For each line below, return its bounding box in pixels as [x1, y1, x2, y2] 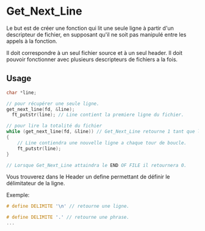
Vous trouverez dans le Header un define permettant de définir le [6, 173, 170, 180]
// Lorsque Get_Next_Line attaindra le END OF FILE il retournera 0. [6, 162, 187, 168]
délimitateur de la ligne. [6, 180, 65, 187]
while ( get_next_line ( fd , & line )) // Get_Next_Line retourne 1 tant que [6, 129, 195, 135]
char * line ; [6, 90, 37, 96]
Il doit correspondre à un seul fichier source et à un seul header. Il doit [6, 49, 183, 56]
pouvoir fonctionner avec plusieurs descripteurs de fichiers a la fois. [6, 55, 178, 63]
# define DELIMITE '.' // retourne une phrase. [6, 215, 130, 221]
